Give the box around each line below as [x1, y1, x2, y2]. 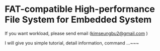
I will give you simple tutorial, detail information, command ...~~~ [5, 40, 139, 46]
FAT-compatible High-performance [5, 3, 155, 15]
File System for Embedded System [5, 14, 152, 25]
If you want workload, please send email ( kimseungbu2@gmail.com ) [5, 30, 148, 36]
